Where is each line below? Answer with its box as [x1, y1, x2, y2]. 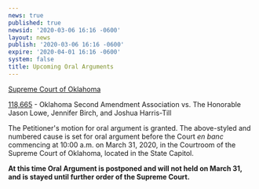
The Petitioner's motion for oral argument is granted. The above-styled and [8, 123, 251, 132]
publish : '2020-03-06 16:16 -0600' [8, 41, 125, 49]
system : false [8, 56, 55, 64]
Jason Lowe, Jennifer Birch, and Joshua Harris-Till [8, 108, 172, 117]
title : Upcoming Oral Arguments [8, 63, 114, 71]
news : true [8, 11, 44, 20]
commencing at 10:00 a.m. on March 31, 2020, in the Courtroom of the [8, 139, 236, 150]
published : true [8, 19, 61, 27]
